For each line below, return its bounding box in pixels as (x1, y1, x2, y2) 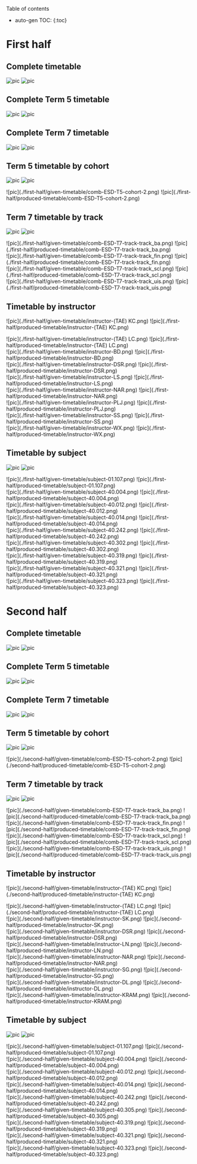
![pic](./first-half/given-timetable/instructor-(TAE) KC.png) (6, 317, 149, 325)
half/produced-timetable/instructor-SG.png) (6, 972, 115, 979)
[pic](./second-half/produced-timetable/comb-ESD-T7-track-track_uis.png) (6, 851, 192, 858)
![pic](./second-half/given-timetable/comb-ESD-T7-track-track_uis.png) (6, 845, 183, 852)
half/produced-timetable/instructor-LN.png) (6, 947, 114, 954)
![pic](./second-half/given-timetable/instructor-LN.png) (6, 940, 142, 947)
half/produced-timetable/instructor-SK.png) (6, 921, 114, 928)
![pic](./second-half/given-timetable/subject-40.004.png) (6, 1055, 147, 1062)
